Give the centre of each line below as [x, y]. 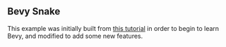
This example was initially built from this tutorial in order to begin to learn [113, 28]
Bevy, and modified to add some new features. [75, 36]
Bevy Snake [34, 12]
